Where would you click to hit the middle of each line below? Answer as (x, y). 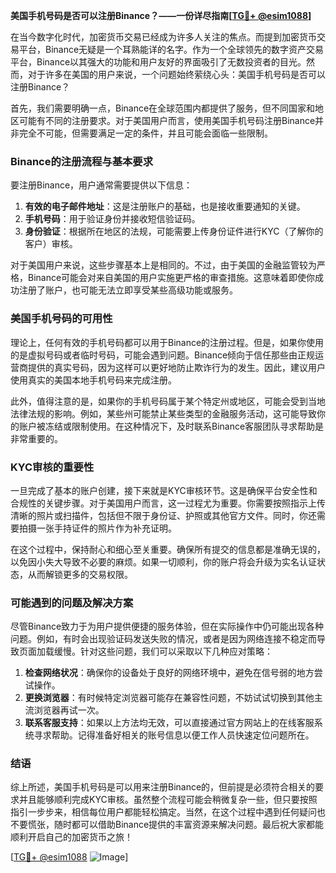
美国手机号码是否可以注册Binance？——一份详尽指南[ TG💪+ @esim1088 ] (161, 15)
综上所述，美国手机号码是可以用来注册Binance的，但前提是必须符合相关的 (163, 787)
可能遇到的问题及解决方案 (72, 602)
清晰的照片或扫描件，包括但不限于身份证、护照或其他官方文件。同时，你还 (163, 515)
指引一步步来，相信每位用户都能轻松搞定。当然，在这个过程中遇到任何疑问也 (168, 812)
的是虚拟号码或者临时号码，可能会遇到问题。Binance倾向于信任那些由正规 (163, 355)
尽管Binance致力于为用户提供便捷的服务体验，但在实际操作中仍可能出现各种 (167, 626)
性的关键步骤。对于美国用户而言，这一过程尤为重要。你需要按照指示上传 (176, 503)
